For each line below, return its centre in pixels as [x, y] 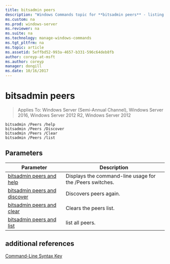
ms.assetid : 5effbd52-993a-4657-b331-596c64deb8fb [60, 52]
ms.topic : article [25, 47]
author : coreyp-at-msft [30, 57]
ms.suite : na [19, 33]
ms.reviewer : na [22, 29]
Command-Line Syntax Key [34, 256]
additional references [40, 244]
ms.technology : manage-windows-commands [49, 38]
